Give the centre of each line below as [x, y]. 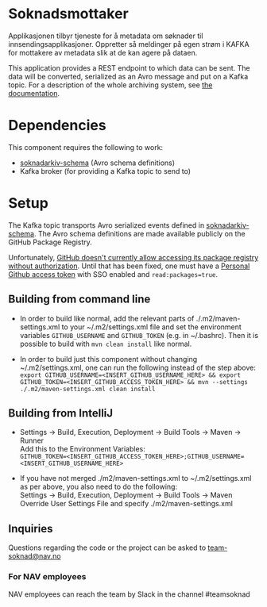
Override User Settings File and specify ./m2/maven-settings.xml [126, 504]
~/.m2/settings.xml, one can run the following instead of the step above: [137, 367]
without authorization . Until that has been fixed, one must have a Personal [129, 266]
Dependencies [57, 126]
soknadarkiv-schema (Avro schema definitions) [97, 163]
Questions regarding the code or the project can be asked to [107, 547]
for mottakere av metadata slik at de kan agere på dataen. [103, 52]
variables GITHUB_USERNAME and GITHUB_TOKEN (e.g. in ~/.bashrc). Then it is [139, 335]
